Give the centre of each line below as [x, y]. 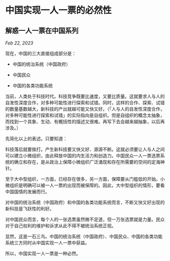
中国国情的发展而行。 [27, 192]
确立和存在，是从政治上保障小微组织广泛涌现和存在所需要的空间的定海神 [89, 162]
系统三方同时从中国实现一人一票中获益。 [47, 243]
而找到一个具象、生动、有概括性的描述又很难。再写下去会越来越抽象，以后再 [85, 121]
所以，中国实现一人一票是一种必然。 [43, 253]
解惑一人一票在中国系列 [42, 31]
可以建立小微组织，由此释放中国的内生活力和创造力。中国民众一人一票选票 [83, 155]
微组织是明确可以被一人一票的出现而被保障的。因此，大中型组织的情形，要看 [85, 185]
